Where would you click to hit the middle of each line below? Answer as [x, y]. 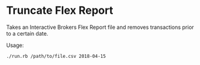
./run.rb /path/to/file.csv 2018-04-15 [56, 56]
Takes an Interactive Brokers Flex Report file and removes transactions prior [100, 27]
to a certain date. [27, 33]
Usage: [15, 45]
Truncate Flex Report [60, 11]
